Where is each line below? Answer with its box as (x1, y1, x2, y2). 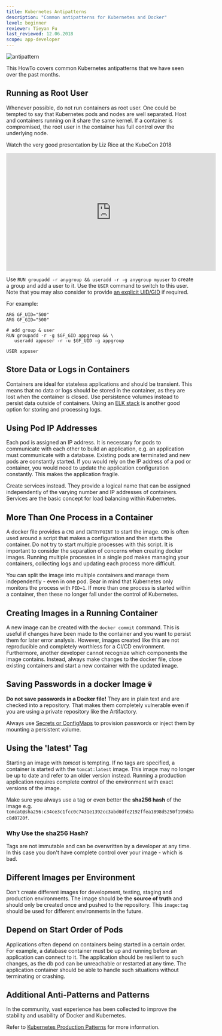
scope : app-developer (6, 36, 60, 42)
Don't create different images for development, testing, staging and (6, 888, 172, 895)
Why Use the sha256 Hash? (6, 829, 89, 837)
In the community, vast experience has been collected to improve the (6, 1005, 177, 1013)
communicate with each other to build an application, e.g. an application (6, 445, 184, 452)
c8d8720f (6, 815, 28, 821)
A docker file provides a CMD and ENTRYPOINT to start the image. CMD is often (6, 528, 189, 535)
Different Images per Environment (6, 873, 136, 883)
